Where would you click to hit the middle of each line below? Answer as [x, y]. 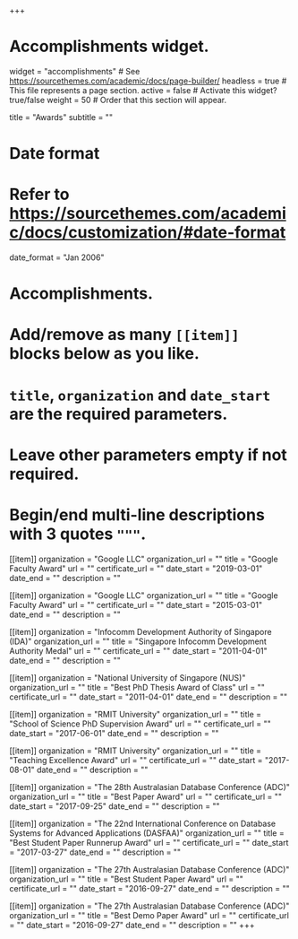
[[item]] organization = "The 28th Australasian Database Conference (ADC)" [150, 787]
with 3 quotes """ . [78, 534]
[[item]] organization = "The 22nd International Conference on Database [143, 823]
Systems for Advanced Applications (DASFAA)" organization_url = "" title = [147, 833]
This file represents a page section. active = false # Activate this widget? [143, 90]
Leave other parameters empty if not [149, 455]
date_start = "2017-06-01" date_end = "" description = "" [114, 733]
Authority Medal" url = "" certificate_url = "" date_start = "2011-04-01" [139, 650]
